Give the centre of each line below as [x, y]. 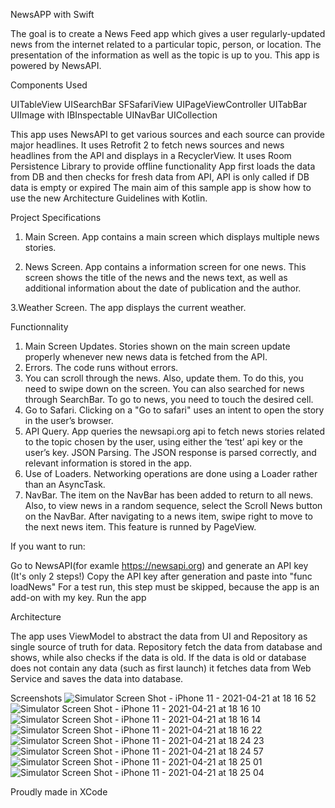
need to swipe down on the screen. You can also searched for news [164, 388]
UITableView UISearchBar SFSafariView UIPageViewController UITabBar [159, 104]
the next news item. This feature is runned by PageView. [140, 527]
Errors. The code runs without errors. [101, 367]
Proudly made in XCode [59, 792]
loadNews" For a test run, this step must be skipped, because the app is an [165, 587]
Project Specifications [56, 217]
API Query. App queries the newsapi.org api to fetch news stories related [175, 431]
